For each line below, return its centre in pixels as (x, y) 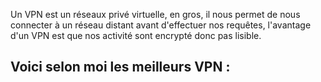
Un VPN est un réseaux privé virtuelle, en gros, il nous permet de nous (155, 14)
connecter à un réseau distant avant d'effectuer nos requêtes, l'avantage (161, 25)
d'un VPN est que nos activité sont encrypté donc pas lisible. (136, 35)
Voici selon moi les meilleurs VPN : (120, 67)
